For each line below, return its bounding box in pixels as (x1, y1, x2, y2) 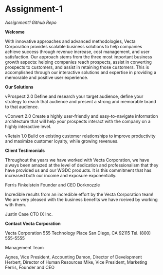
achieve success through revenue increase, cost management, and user (5, 49, 150, 55)
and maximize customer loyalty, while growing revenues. (5, 138, 119, 144)
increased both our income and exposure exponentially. (5, 172, 117, 178)
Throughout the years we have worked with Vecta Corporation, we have (5, 157, 149, 163)
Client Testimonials (5, 147, 45, 153)
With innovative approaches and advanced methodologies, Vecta (5, 38, 136, 44)
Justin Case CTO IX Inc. (5, 211, 53, 217)
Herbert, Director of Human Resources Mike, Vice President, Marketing (5, 259, 147, 265)
